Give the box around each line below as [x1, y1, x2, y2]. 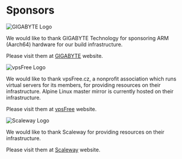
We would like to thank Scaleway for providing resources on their [6, 128, 164, 135]
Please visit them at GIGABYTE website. [6, 52, 103, 59]
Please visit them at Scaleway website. [6, 146, 100, 153]
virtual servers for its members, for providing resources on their [6, 81, 161, 89]
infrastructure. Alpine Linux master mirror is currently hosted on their [6, 87, 174, 95]
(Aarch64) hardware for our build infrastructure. [6, 41, 123, 48]
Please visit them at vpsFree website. [6, 105, 97, 112]
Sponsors [6, 4, 55, 17]
